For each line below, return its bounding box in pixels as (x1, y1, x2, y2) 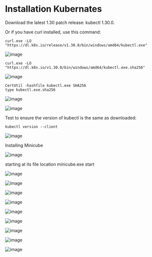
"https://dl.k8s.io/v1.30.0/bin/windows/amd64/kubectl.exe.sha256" (5, 65, 146, 70)
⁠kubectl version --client (5, 124, 58, 129)
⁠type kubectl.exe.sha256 (5, 87, 56, 92)
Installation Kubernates (5, 3, 102, 15)
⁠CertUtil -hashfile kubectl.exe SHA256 (5, 83, 87, 88)
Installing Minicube (5, 142, 43, 148)
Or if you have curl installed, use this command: (5, 29, 101, 35)
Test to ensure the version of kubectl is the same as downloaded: (5, 115, 137, 121)
